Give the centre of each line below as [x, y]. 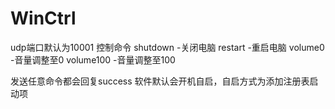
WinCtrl [43, 18]
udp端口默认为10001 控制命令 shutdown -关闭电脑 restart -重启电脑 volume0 [167, 47]
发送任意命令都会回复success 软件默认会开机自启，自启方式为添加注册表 [160, 81]
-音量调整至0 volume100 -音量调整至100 [93, 59]
